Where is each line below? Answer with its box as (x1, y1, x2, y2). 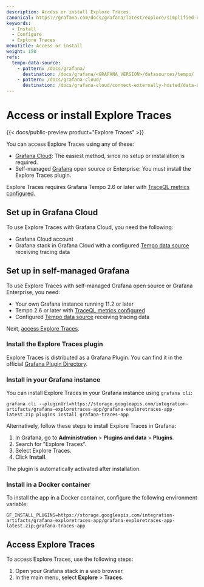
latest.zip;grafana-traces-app (6, 523, 86, 529)
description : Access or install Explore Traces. (6, 9, 132, 15)
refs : (6, 54, 20, 60)
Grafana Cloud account (15, 235, 74, 242)
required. (15, 159, 38, 166)
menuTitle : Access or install (6, 43, 83, 49)
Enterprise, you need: (6, 288, 61, 295)
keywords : (6, 20, 32, 26)
